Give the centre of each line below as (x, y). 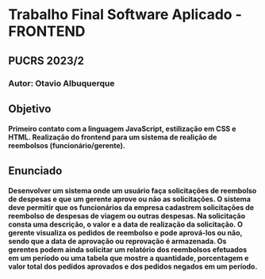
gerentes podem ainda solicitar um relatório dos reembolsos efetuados (128, 250)
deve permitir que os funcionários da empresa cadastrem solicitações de (131, 208)
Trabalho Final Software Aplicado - (125, 15)
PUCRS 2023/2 (46, 61)
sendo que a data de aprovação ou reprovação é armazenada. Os (117, 241)
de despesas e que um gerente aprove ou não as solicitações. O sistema (130, 199)
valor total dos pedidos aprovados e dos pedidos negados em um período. (133, 266)
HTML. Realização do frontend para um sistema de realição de (113, 137)
